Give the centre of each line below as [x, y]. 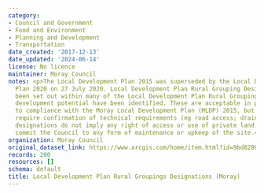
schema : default [35, 169]
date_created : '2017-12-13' [54, 52]
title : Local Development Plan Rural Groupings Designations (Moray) [125, 177]
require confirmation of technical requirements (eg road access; [126, 118]
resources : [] [31, 162]
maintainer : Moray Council [52, 74]
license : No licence [42, 67]
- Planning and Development [54, 37]
